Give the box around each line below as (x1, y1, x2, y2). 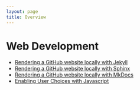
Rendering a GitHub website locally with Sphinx (14, 65, 131, 72)
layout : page (6, 8, 38, 15)
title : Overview (6, 14, 46, 20)
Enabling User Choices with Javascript (14, 78, 109, 85)
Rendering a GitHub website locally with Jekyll (14, 59, 128, 66)
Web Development (6, 39, 99, 53)
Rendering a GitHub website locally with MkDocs (14, 71, 134, 78)
